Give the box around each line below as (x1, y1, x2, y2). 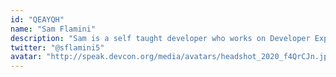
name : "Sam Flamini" (10, 24, 97, 34)
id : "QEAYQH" (10, 14, 65, 25)
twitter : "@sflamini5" (10, 42, 105, 53)
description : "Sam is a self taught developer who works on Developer (10, 33, 311, 43)
